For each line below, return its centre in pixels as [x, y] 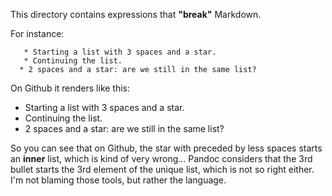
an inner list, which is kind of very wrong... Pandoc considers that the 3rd [161, 158]
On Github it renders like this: [70, 88]
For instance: [37, 33]
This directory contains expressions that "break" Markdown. [136, 14]
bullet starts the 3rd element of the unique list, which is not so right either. [162, 169]
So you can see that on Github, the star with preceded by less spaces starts [166, 148]
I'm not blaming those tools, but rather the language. [118, 180]
